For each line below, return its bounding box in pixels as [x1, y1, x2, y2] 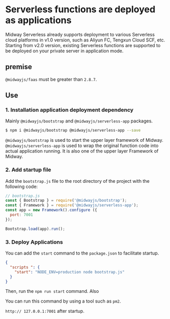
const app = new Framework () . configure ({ [5, 207, 97, 213]
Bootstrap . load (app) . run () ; [5, 226, 66, 231]
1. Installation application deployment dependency [5, 107, 134, 114]
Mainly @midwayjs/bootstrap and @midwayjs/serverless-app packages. [5, 118, 153, 124]
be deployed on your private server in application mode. [5, 48, 124, 54]
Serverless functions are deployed [5, 4, 156, 15]
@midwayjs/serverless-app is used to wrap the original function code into [5, 142, 159, 149]
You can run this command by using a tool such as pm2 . [5, 298, 121, 304]
